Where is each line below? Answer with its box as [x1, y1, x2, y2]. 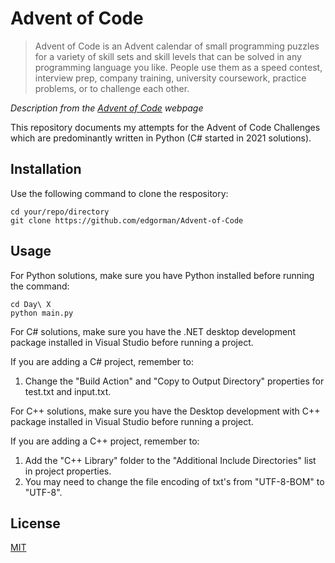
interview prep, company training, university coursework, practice [34, 72, 307, 84]
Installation [10, 161, 82, 178]
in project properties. [24, 465, 112, 477]
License [10, 515, 61, 532]
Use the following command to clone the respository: [10, 187, 229, 199]
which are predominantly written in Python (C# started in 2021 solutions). [10, 132, 312, 144]
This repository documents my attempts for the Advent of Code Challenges [10, 121, 321, 133]
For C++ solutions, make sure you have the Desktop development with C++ [10, 405, 321, 417]
